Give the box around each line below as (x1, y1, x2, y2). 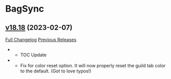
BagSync (5, 3, 44, 15)
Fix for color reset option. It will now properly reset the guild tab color (20, 63, 166, 68)
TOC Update (20, 52, 47, 58)
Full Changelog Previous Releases (5, 36, 77, 43)
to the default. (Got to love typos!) (20, 68, 92, 74)
